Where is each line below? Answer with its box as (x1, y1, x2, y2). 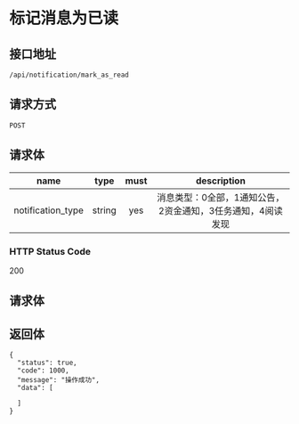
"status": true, (17, 358, 77, 368)
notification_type (13, 204, 85, 216)
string (92, 204, 117, 216)
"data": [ (17, 384, 53, 393)
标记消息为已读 (9, 8, 119, 29)
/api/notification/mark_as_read (9, 70, 129, 79)
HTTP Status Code (9, 245, 92, 257)
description (195, 175, 246, 187)
